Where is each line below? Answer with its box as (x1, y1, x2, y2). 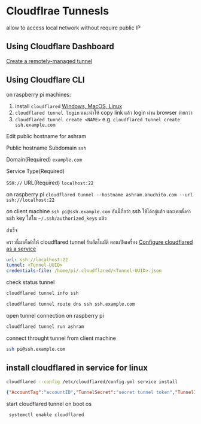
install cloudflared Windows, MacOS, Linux (14, 102, 123, 109)
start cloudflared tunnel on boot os (6, 401, 92, 408)
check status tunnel (6, 279, 55, 286)
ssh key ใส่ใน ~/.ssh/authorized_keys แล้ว (6, 214, 107, 222)
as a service (6, 245, 36, 252)
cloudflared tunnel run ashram (6, 323, 84, 330)
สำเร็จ (6, 226, 18, 234)
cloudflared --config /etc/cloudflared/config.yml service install (6, 378, 178, 385)
